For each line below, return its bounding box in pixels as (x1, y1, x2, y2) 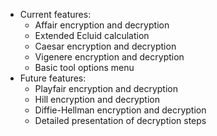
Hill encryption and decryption (34, 94, 160, 105)
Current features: (19, 9, 92, 20)
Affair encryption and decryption (34, 19, 170, 31)
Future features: (19, 72, 87, 84)
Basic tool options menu (34, 62, 135, 73)
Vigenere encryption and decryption (34, 51, 185, 63)
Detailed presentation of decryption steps (34, 115, 207, 126)
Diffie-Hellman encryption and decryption (34, 104, 207, 116)
